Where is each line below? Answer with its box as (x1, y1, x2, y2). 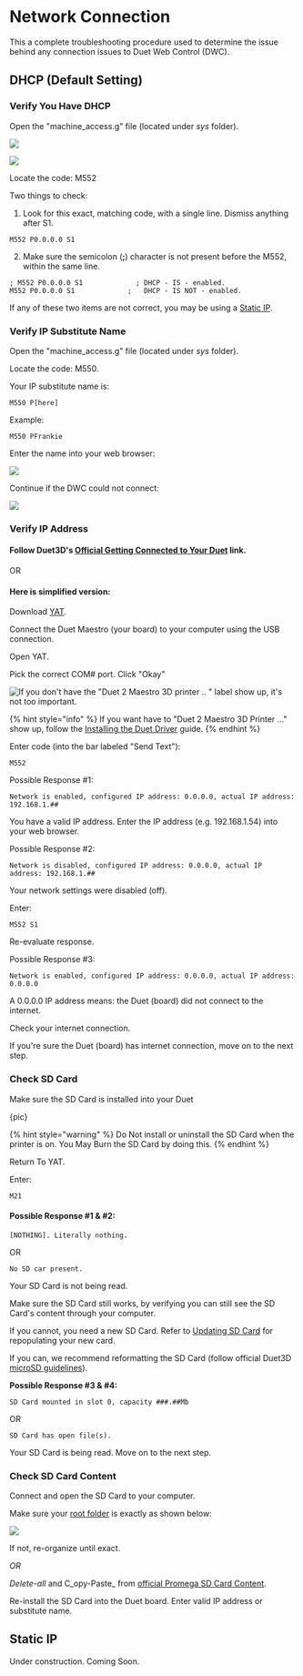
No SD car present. (9, 1264, 84, 1274)
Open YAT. (9, 651, 50, 662)
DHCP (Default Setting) (9, 73, 143, 88)
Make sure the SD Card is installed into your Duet (9, 1093, 194, 1104)
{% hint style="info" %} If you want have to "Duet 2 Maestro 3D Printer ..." (9, 714, 288, 725)
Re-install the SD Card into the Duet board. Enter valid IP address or (9, 1596, 263, 1607)
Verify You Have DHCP (9, 100, 111, 113)
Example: (9, 414, 45, 425)
